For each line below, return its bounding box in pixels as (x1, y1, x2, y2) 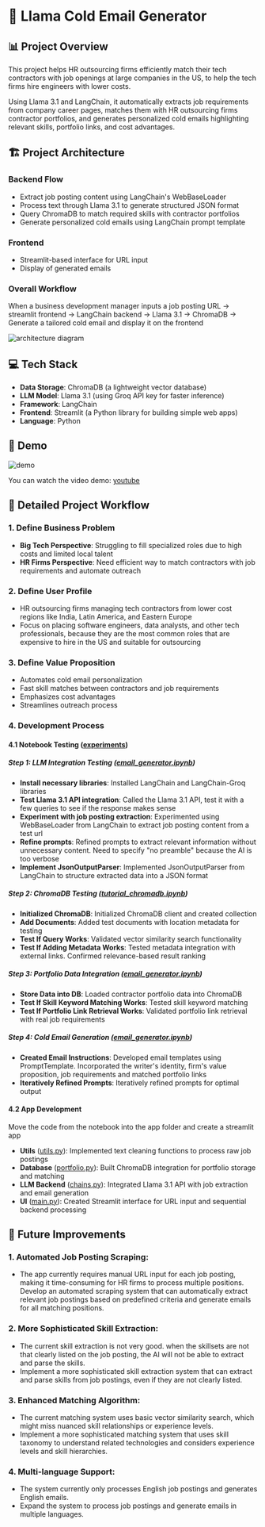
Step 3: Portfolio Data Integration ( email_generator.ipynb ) (8, 969, 203, 979)
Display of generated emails (19, 263, 112, 273)
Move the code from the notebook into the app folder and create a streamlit (8, 1122, 255, 1131)
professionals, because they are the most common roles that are (19, 628, 230, 638)
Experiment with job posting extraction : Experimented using (19, 811, 220, 821)
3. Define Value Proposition (8, 657, 115, 668)
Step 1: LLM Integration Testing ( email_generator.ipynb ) (8, 758, 195, 768)
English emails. (19, 1493, 69, 1502)
